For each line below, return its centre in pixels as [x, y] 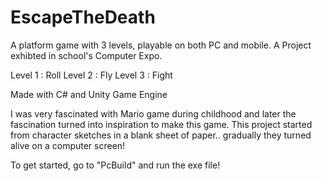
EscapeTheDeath [83, 17]
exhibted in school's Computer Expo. [86, 55]
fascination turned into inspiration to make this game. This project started [161, 124]
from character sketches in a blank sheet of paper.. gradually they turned [161, 135]
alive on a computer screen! [68, 145]
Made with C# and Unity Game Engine [89, 94]
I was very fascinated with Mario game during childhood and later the [153, 113]
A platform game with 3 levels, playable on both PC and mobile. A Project [161, 45]
